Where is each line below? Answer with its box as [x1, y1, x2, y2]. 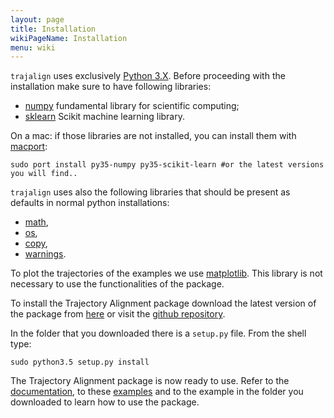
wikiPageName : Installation [10, 33, 128, 43]
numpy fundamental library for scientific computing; [24, 100, 240, 112]
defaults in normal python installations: [10, 197, 170, 209]
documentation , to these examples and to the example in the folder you [10, 386, 304, 398]
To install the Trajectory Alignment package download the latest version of [10, 297, 317, 310]
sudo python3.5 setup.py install [10, 357, 150, 368]
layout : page [10, 14, 65, 25]
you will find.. [10, 169, 78, 179]
